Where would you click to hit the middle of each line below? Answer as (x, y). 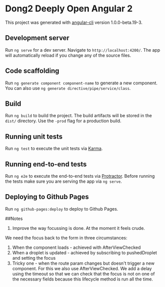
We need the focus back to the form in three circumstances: (66, 238)
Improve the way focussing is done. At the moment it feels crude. (79, 228)
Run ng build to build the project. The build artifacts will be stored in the (79, 116)
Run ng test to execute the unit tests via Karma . (54, 148)
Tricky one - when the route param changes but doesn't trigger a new (83, 263)
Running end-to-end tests (46, 164)
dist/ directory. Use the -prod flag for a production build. (63, 121)
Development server (37, 38)
